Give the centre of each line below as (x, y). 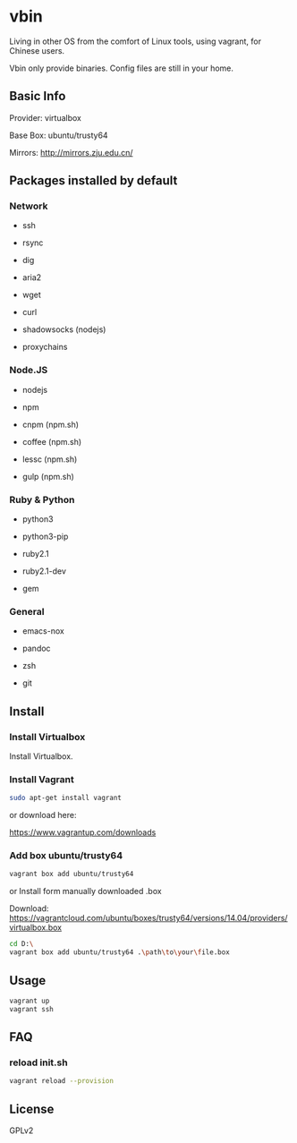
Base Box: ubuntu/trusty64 (59, 135)
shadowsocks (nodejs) (64, 329)
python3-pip (45, 537)
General (27, 611)
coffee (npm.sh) (52, 441)
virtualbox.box (36, 927)
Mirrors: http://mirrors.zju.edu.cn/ (71, 152)
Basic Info (38, 96)
